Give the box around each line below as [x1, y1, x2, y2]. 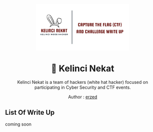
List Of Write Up [5, 108, 55, 116]
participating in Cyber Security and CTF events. [34, 84, 131, 90]
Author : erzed [68, 94, 97, 100]
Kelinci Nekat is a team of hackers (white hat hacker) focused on [17, 79, 149, 85]
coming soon [5, 121, 32, 127]
